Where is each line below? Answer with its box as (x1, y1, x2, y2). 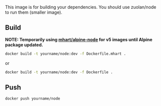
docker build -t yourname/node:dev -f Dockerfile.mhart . (5, 51, 126, 56)
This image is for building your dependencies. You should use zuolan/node (5, 4, 157, 10)
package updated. (5, 42, 43, 48)
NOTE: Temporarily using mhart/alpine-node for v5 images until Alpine (5, 36, 153, 42)
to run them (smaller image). (5, 9, 62, 15)
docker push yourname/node (5, 96, 60, 101)
